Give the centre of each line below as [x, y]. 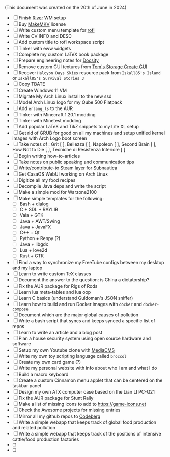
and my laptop [27, 268]
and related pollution [34, 427]
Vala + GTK [32, 215]
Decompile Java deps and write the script [62, 186]
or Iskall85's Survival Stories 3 [48, 78]
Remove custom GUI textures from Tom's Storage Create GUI [83, 67]
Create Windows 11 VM [43, 90]
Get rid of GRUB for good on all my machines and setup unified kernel [92, 133]
